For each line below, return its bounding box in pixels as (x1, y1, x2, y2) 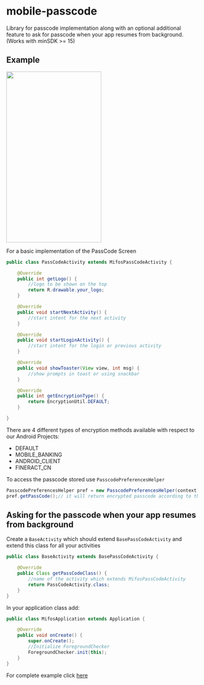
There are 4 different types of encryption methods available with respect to (6, 426, 195, 433)
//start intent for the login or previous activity (28, 343, 162, 349)
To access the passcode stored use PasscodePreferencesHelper (6, 475, 165, 483)
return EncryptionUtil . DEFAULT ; (28, 399, 110, 405)
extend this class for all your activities (6, 542, 101, 549)
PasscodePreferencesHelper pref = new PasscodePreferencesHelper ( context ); (6, 487, 202, 494)
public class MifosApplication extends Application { (6, 616, 146, 622)
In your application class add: (6, 604, 80, 611)
